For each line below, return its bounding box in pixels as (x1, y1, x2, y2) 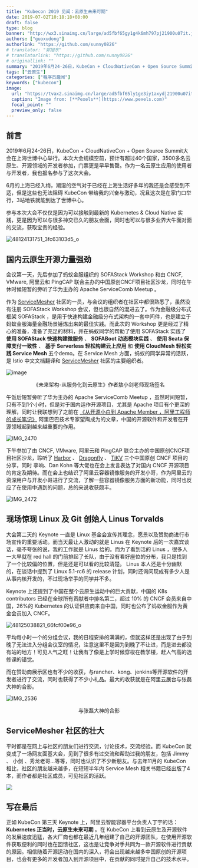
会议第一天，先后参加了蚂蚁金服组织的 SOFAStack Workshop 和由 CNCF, (6, 271, 183, 278)
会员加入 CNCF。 (11, 609, 54, 616)
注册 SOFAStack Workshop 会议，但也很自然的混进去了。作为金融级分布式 (11, 306, 192, 312)
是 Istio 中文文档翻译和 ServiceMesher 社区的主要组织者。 (6, 357, 147, 364)
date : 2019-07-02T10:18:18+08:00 (6, 14, 88, 20)
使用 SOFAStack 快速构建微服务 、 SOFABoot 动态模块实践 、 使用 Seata (6, 335, 183, 342)
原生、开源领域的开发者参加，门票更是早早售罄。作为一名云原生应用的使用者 (6, 162, 192, 169)
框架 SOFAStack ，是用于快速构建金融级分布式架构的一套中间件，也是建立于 (6, 313, 192, 320)
